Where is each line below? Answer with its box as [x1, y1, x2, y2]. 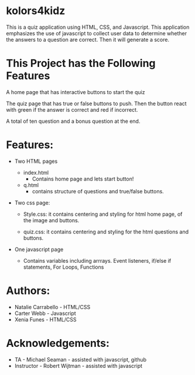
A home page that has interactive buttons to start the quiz [6, 88, 145, 95]
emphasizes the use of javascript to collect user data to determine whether [6, 29, 187, 36]
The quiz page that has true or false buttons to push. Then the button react [6, 100, 187, 107]
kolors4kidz [6, 4, 66, 18]
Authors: [6, 284, 50, 297]
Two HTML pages [14, 158, 58, 165]
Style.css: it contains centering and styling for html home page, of [23, 210, 183, 217]
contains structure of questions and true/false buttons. [32, 187, 164, 195]
